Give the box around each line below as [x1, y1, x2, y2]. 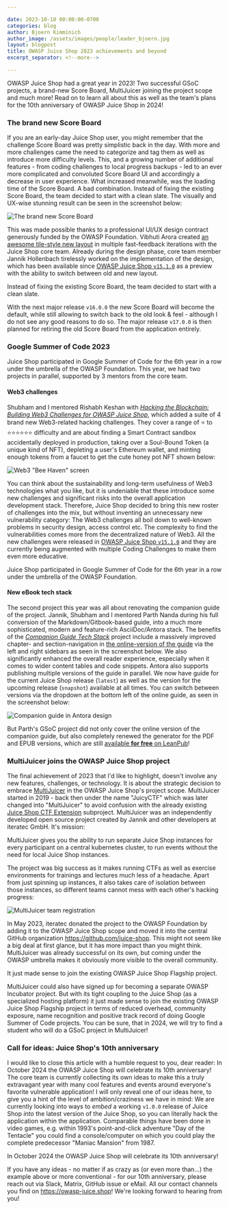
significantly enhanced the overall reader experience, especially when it [7, 654, 210, 662]
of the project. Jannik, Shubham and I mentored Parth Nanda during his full [7, 610, 219, 619]
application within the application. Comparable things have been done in [7, 1117, 211, 1125]
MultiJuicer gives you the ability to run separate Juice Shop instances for [7, 836, 213, 845]
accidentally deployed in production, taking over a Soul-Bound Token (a [7, 438, 209, 446]
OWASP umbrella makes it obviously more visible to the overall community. [7, 956, 218, 964]
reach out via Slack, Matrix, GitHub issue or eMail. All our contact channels [7, 1180, 217, 1188]
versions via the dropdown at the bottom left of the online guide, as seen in [7, 690, 219, 699]
